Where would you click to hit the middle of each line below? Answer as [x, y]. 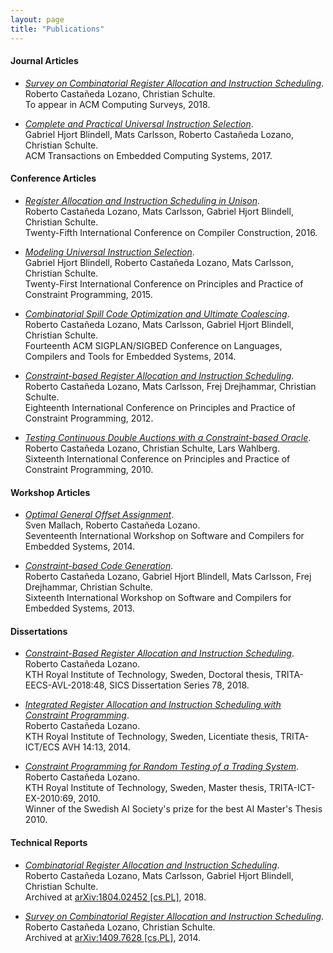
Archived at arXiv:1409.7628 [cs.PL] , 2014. [113, 937]
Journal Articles [44, 61]
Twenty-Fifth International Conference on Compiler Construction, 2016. [171, 232]
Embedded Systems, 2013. [79, 608]
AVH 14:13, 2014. [96, 747]
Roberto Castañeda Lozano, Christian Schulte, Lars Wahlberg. [152, 448]
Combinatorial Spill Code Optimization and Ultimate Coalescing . [157, 313]
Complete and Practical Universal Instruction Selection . [139, 123]
